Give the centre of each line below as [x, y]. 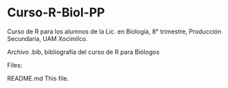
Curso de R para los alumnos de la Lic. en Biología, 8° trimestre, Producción [114, 31]
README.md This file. [38, 78]
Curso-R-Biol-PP [56, 13]
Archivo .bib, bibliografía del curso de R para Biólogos [83, 52]
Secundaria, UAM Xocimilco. [47, 38]
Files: [15, 65]
